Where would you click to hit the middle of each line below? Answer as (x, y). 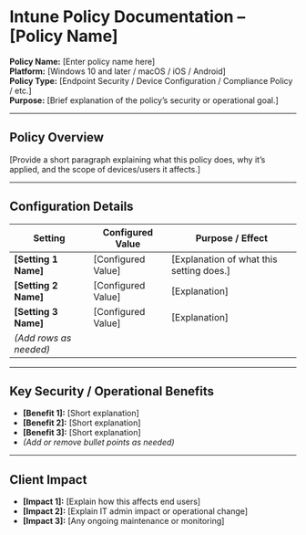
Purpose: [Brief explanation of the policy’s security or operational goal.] (144, 100)
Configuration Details (71, 207)
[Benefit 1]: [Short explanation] (81, 414)
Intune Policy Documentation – (127, 17)
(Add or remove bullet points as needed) (98, 442)
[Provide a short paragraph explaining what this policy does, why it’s (138, 159)
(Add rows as (43, 338)
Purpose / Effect (232, 237)
